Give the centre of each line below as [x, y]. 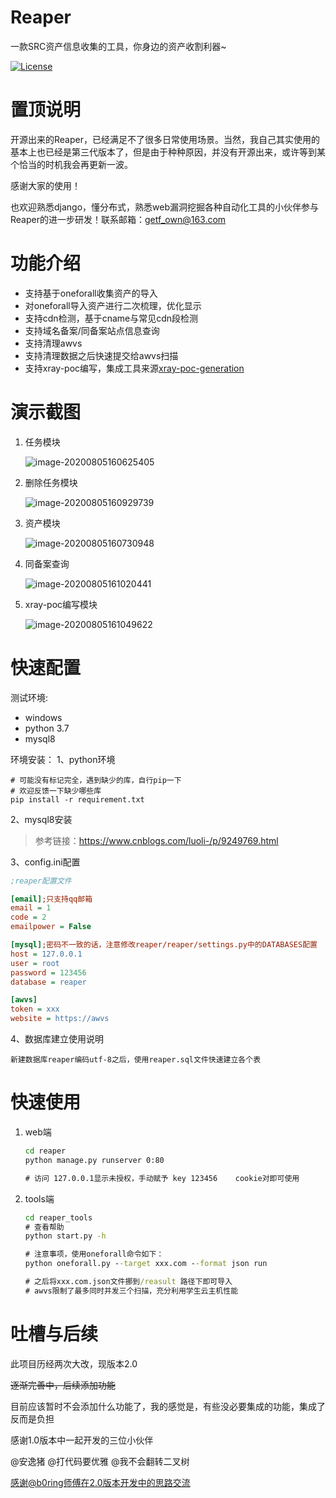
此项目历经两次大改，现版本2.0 [74, 1363]
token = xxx [35, 1009]
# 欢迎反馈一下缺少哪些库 [56, 791]
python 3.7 [47, 728]
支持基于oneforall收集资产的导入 [91, 293]
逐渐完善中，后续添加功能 [63, 1385]
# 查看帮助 [44, 1227]
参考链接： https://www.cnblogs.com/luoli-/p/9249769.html [156, 840]
